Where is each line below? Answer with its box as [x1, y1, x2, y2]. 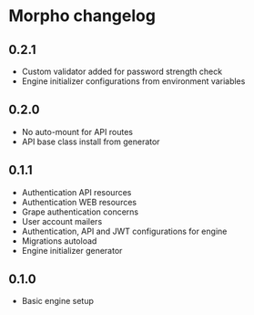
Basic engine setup [21, 296, 95, 307]
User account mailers [21, 215, 103, 226]
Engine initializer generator [21, 245, 123, 256]
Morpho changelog [8, 5, 157, 26]
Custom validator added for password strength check [21, 66, 223, 77]
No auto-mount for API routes [21, 126, 134, 137]
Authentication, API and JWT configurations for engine [21, 226, 228, 236]
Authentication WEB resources [21, 196, 137, 207]
